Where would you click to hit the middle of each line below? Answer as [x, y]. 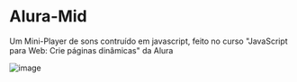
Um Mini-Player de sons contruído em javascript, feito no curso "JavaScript [148, 41]
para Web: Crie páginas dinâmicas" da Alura [91, 50]
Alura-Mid [48, 16]
